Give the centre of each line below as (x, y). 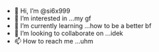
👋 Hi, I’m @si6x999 (42, 11)
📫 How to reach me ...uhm (54, 41)
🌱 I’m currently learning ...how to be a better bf (83, 26)
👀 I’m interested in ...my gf (52, 18)
